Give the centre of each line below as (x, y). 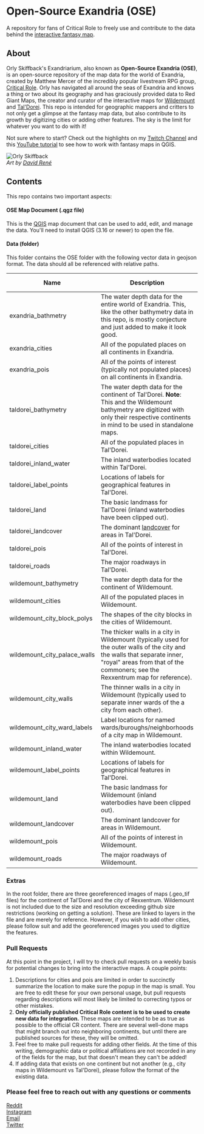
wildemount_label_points (45, 770)
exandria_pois (29, 370)
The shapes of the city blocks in (146, 614)
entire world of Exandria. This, (143, 304)
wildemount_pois (34, 841)
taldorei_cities (29, 446)
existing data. (32, 1076)
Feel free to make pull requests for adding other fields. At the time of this (106, 1044)
